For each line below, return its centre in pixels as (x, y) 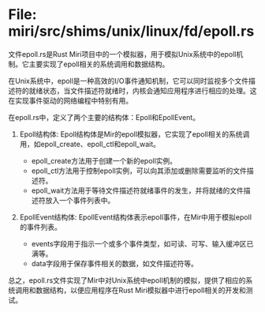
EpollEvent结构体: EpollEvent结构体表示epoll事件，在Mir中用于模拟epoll (136, 217)
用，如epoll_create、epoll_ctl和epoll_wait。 (90, 144)
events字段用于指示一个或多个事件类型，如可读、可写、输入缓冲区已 (142, 243)
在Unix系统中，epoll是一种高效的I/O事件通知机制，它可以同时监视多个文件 (129, 81)
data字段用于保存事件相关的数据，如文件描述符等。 (115, 263)
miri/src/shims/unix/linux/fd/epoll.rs (131, 31)
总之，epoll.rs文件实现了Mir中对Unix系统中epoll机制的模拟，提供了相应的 (127, 280)
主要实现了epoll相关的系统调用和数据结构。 (99, 64)
